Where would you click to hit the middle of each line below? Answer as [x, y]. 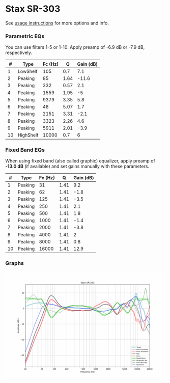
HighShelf [28, 135]
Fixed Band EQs [25, 150]
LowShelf [27, 71]
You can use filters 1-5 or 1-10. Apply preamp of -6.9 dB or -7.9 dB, [75, 47]
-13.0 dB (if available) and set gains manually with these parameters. [77, 167]
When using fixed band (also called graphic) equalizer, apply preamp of [80, 161]
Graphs [15, 263]
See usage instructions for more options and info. [57, 23]
